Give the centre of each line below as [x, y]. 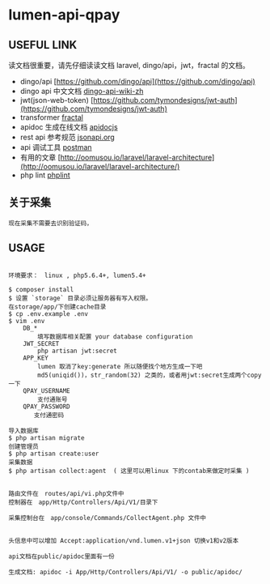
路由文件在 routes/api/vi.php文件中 [66, 493]
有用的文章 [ [40, 157]
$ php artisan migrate [46, 438]
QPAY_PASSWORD [46, 407]
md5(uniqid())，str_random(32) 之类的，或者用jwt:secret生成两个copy [150, 375]
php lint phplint [45, 175]
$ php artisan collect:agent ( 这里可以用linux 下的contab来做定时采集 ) [129, 471]
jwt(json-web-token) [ [57, 100]
